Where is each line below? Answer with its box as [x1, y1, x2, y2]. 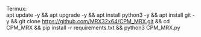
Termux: [6, 5, 27, 12]
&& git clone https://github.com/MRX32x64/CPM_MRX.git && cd [10, 18, 170, 24]
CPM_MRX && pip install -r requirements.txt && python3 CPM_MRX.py [6, 24, 180, 31]
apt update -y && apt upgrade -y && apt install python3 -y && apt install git [6, 11, 191, 18]
